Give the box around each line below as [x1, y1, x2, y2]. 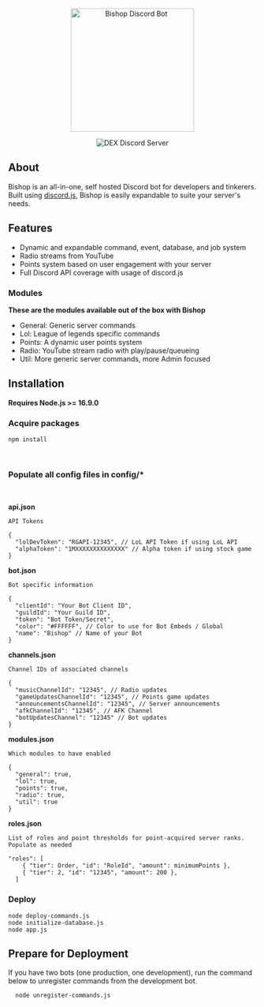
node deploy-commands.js [8, 912, 90, 919]
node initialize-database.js [8, 919, 104, 927]
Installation [8, 377, 65, 391]
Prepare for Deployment [8, 947, 128, 960]
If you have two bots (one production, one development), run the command [8, 968, 252, 978]
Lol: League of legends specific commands [19, 328, 160, 339]
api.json [8, 502, 35, 512]
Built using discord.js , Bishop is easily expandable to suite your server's [8, 190, 241, 200]
